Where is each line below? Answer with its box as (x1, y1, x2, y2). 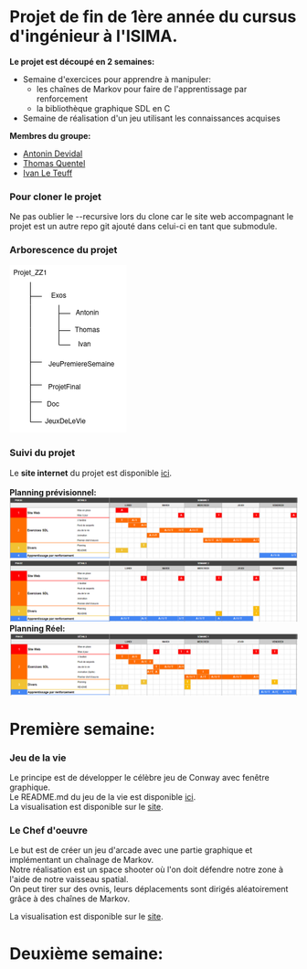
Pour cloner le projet (9, 190, 102, 203)
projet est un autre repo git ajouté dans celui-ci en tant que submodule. (9, 221, 278, 232)
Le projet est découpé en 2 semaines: (9, 56, 155, 67)
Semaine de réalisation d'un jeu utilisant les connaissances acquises (22, 112, 281, 123)
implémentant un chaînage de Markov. (9, 855, 154, 866)
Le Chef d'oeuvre (9, 825, 89, 837)
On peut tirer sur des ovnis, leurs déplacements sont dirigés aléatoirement (9, 884, 289, 895)
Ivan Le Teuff (22, 167, 73, 178)
